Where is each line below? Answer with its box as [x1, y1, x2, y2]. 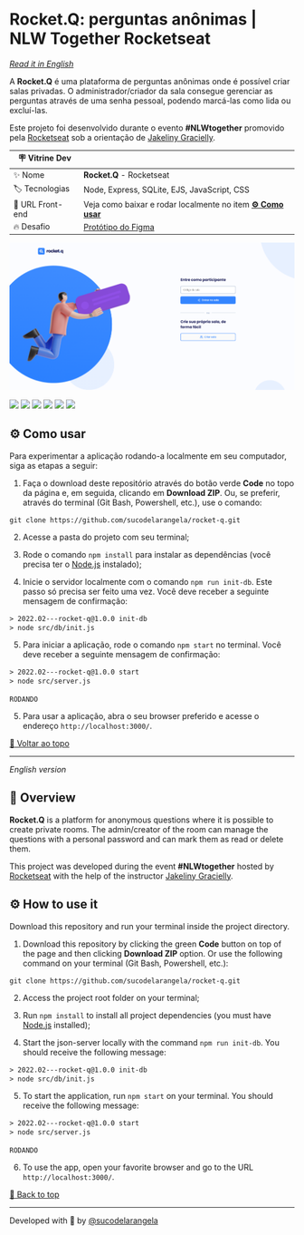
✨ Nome [13, 169, 45, 180]
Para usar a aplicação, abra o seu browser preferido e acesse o [22, 710, 260, 721]
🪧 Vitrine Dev [17, 152, 72, 163]
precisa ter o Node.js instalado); [22, 559, 142, 569]
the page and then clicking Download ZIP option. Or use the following [22, 948, 283, 958]
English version [9, 763, 67, 774]
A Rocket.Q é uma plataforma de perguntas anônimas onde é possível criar [9, 75, 290, 86]
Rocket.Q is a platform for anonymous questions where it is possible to [9, 814, 274, 825]
